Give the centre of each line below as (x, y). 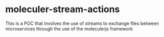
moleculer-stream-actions (63, 9)
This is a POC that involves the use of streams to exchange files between (82, 23)
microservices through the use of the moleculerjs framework (69, 28)
